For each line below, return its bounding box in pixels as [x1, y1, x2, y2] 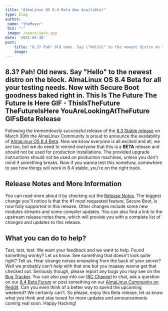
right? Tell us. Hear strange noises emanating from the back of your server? [5, 257, 161, 263]
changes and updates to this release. [5, 219, 81, 225]
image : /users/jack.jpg [7, 30, 57, 35]
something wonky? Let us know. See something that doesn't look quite [5, 252, 151, 258]
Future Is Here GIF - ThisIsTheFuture [5, 98, 120, 107]
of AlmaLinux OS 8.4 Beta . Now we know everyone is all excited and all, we [5, 138, 160, 144]
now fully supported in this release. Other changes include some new [5, 203, 148, 209]
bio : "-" [7, 26, 26, 31]
